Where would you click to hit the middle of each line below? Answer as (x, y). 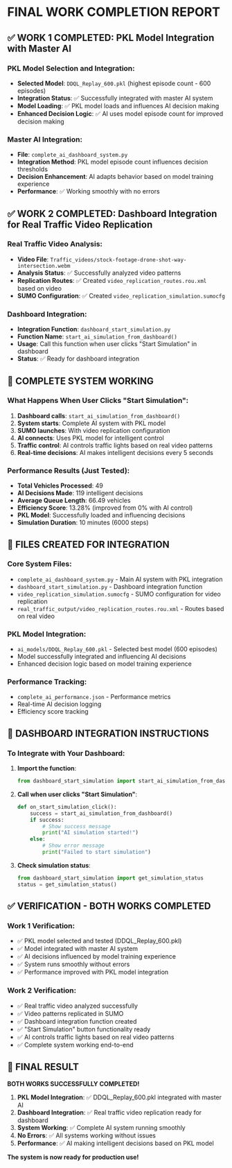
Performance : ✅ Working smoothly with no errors (89, 191)
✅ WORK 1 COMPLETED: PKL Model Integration (111, 38)
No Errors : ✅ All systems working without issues (86, 1135)
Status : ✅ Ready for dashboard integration (78, 359)
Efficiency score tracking (53, 712)
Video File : (33, 259)
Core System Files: (39, 564)
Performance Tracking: (47, 682)
